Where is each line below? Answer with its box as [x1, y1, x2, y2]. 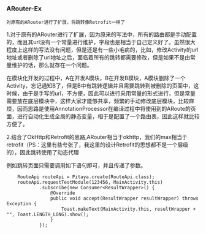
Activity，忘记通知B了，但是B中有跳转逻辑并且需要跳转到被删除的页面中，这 [6, 82, 199, 89]
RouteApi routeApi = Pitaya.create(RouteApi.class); [17, 174, 155, 180]
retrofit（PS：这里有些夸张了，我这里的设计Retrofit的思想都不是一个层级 [6, 141, 189, 148]
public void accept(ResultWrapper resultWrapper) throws [50, 195, 199, 202]
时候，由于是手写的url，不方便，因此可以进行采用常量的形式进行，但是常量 [6, 90, 196, 97]
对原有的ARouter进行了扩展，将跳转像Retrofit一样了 [6, 20, 126, 26]
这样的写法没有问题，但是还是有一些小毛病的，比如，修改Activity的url [22, 46, 199, 53]
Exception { [6, 201, 37, 207]
